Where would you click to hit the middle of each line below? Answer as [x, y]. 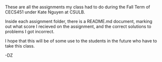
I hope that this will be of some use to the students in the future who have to [81, 41]
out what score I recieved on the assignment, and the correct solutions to [78, 26]
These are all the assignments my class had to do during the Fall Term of [78, 7]
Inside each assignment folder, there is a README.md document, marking [79, 21]
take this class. [20, 46]
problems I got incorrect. [30, 31]
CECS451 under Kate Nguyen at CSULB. [45, 12]
